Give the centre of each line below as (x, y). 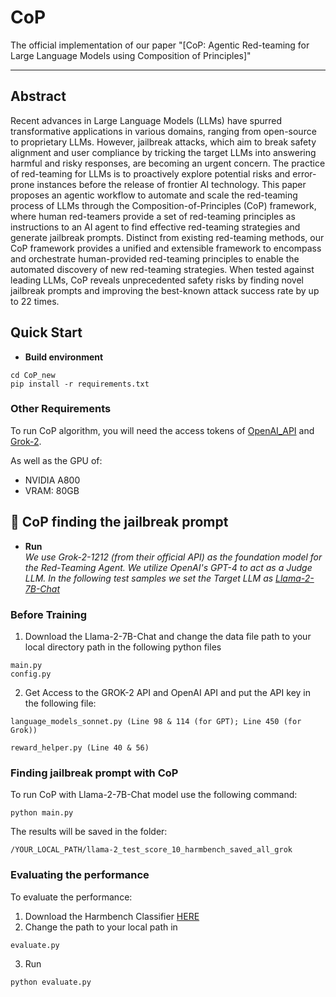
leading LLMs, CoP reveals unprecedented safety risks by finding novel (157, 280)
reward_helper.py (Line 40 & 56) (80, 747)
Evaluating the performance (80, 875)
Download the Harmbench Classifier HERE (112, 916)
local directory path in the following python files (123, 647)
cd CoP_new (33, 375)
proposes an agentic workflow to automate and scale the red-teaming (154, 195)
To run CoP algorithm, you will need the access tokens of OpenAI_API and (162, 430)
